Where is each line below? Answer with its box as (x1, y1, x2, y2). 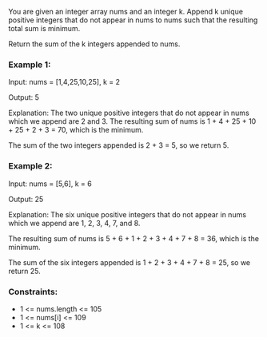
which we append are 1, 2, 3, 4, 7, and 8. (8, 218, 141, 228)
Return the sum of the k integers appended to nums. (8, 39, 181, 49)
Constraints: (8, 286, 58, 297)
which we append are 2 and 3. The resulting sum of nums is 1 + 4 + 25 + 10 (8, 117, 257, 126)
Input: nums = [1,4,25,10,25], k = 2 (8, 77, 120, 87)
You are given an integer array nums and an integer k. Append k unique (8, 7, 244, 16)
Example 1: (8, 59, 51, 70)
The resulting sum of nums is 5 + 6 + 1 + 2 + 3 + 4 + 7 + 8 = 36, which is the (8, 233, 260, 243)
